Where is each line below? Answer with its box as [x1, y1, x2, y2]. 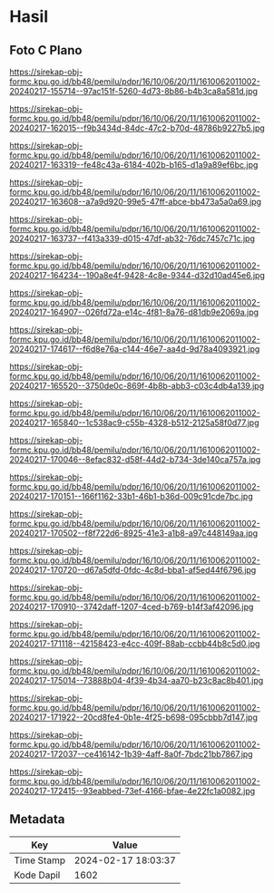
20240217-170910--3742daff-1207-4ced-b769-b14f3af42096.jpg [9, 601, 254, 612]
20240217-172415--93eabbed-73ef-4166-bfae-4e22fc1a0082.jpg [9, 786, 256, 796]
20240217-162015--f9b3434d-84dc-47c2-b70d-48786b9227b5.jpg [9, 122, 265, 133]
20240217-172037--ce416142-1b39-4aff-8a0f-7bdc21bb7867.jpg [9, 749, 253, 759]
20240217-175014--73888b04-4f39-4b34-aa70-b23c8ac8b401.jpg [9, 675, 264, 685]
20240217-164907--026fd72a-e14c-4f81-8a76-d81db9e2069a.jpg [9, 306, 259, 317]
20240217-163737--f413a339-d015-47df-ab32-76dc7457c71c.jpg [9, 233, 256, 244]
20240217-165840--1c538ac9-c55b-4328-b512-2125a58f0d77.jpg [9, 417, 260, 428]
